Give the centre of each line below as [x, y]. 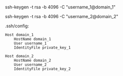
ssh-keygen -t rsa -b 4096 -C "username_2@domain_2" [62, 16]
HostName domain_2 [32, 60]
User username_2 [31, 65]
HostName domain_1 [32, 39]
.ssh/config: [17, 26]
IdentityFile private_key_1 [42, 48]
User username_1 [31, 43]
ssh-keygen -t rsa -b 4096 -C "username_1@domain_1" [60, 7]
